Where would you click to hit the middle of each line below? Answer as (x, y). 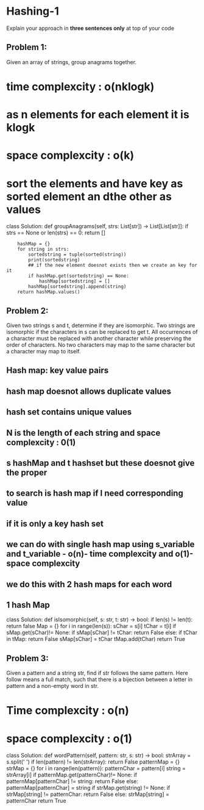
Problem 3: (27, 658)
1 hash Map (28, 605)
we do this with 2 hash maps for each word (89, 584)
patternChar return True (36, 801)
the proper (27, 473)
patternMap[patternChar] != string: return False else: (72, 781)
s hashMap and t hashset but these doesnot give (100, 463)
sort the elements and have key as (95, 183)
